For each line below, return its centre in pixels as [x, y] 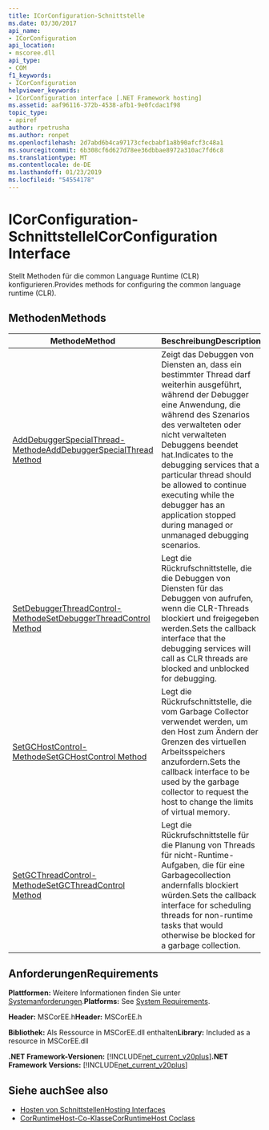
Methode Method [83, 340]
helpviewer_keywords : [44, 90]
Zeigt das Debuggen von [208, 354]
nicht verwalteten [194, 434]
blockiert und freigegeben [210, 618]
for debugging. [189, 678]
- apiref [23, 120]
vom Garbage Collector [205, 711]
